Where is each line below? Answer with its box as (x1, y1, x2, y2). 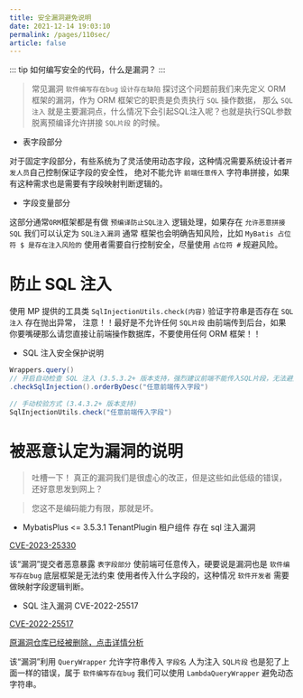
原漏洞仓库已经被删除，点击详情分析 (9, 638, 144, 648)
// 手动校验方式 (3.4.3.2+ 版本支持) (9, 399, 138, 408)
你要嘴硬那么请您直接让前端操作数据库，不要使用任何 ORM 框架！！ (9, 329, 262, 340)
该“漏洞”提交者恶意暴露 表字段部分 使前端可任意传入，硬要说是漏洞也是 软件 (9, 559, 284, 570)
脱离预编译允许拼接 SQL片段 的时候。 (31, 117, 165, 128)
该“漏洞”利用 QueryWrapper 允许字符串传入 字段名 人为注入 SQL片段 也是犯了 (9, 656, 282, 667)
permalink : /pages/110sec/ (9, 30, 111, 39)
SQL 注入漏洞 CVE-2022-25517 (22, 600, 139, 611)
